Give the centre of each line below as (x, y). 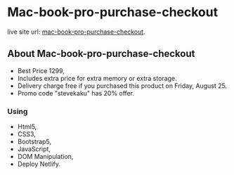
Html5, (27, 127)
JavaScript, (34, 149)
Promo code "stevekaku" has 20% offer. (76, 93)
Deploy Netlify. (39, 164)
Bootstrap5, (34, 142)
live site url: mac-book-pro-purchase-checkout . (76, 32)
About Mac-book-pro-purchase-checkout (101, 54)
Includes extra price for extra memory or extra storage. (97, 78)
